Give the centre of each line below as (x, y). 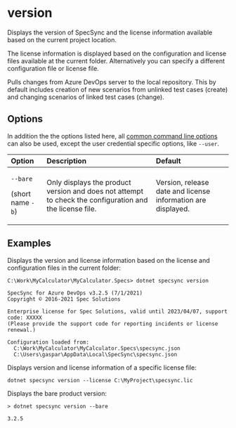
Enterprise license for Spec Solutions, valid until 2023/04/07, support (118, 311)
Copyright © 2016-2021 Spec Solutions (64, 299)
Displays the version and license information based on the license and (109, 260)
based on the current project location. (62, 39)
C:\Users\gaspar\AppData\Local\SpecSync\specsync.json (96, 354)
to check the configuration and (97, 200)
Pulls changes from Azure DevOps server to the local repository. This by (112, 82)
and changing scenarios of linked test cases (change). (86, 97)
